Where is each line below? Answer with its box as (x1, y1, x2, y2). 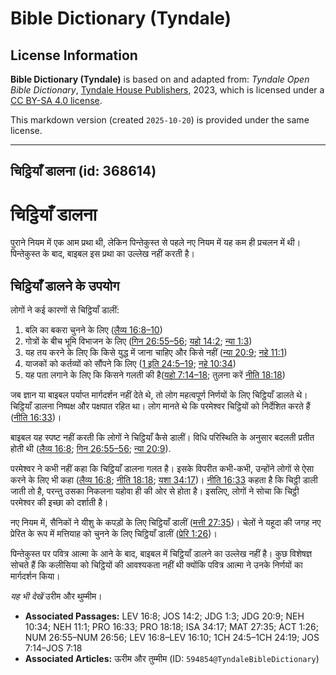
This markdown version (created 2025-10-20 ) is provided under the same (10, 114, 310, 126)
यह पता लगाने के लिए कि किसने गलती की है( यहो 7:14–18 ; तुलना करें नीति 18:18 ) (24, 369, 286, 381)
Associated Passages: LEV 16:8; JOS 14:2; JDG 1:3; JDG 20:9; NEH (24, 610, 305, 622)
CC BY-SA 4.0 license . (10, 95, 103, 106)
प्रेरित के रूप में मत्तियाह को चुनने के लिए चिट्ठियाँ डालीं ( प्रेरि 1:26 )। (10, 528, 218, 540)
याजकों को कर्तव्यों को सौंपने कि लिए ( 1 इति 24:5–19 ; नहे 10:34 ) (24, 358, 237, 370)
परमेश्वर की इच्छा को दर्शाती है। (10, 497, 109, 509)
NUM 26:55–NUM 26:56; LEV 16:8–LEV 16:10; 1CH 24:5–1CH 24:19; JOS (24, 632, 320, 644)
